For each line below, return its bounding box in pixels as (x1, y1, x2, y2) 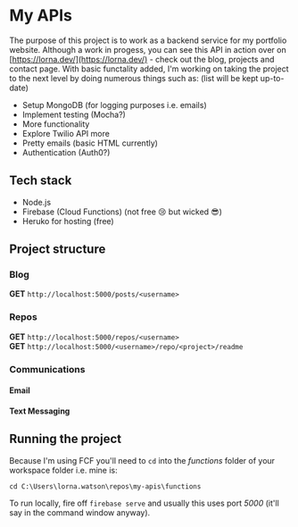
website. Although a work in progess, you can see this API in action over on (9, 44, 287, 54)
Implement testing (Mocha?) (21, 109, 127, 120)
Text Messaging (9, 406, 70, 416)
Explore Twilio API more (21, 128, 110, 138)
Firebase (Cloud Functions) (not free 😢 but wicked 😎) (21, 206, 223, 217)
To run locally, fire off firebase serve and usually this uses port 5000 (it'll (9, 498, 279, 508)
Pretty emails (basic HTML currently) (21, 138, 159, 148)
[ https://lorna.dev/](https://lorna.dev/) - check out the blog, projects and (9, 54, 275, 64)
